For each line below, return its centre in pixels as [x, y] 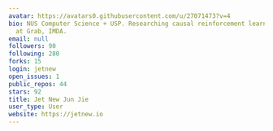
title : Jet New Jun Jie [49, 99]
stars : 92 [25, 92]
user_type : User [36, 107]
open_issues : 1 [34, 76]
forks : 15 [25, 62]
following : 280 [34, 54]
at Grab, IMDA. [41, 31]
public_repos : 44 [38, 84]
